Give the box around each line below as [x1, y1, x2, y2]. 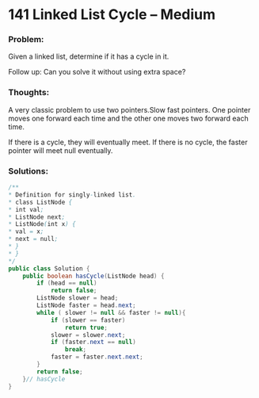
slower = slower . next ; [50, 331, 126, 339]
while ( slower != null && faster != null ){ [36, 308, 186, 316]
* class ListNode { [8, 198, 73, 206]
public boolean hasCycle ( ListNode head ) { [22, 272, 165, 280]
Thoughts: [8, 87, 50, 98]
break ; [64, 346, 87, 354]
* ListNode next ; [8, 212, 66, 221]
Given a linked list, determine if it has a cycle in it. [8, 52, 169, 61]
